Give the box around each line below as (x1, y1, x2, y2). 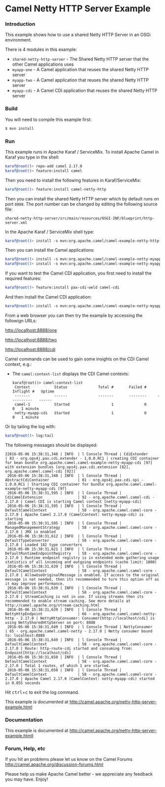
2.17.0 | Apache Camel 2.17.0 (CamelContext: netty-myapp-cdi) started (5, 676, 155, 681)
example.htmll (5, 733, 33, 739)
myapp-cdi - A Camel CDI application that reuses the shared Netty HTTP (12, 87, 158, 94)
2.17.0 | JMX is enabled (5, 529, 56, 534)
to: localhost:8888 (5, 633, 45, 638)
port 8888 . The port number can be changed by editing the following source (5, 201, 158, 207)
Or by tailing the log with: (5, 423, 56, 430)
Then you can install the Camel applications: (5, 247, 95, 253)
